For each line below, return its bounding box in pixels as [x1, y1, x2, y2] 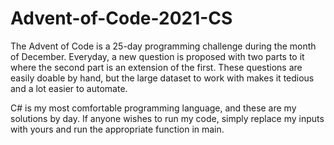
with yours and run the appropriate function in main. [10, 123, 225, 135]
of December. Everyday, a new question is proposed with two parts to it [10, 50, 305, 62]
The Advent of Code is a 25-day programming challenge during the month [10, 40, 317, 52]
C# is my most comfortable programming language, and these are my [10, 102, 297, 114]
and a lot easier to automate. [10, 82, 128, 94]
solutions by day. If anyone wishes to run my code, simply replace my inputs [10, 112, 325, 124]
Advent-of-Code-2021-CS [10, 7, 233, 30]
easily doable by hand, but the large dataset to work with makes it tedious [10, 72, 315, 84]
